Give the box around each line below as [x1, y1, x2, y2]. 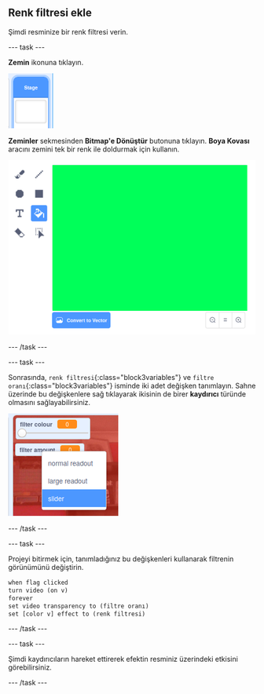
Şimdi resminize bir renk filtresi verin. [8, 27, 128, 36]
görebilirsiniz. [8, 663, 53, 672]
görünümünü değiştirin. [8, 563, 84, 572]
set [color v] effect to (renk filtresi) [8, 610, 146, 619]
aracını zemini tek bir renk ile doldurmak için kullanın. [8, 144, 180, 154]
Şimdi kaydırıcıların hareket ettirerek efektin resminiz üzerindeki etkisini [8, 655, 238, 664]
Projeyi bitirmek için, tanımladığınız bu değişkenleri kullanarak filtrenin [8, 554, 234, 564]
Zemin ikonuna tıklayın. [8, 57, 84, 67]
